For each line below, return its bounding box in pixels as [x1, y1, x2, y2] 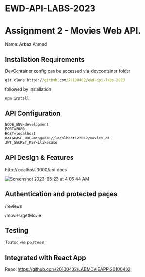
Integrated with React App [5, 253, 86, 261]
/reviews [5, 203, 22, 209]
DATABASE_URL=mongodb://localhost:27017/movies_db [5, 136, 110, 141]
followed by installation [5, 86, 51, 92]
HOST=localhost [5, 131, 36, 136]
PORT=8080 [5, 127, 25, 132]
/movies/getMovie [5, 212, 41, 218]
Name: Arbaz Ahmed [5, 41, 47, 47]
